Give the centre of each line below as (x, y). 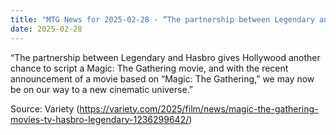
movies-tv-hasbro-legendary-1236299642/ (100, 119)
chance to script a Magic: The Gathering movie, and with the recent (149, 68)
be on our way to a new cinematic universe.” (102, 89)
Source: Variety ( (45, 108)
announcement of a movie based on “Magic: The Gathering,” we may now (162, 78)
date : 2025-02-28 (46, 29)
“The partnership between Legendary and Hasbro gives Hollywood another (165, 57)
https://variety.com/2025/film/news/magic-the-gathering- (199, 108)
